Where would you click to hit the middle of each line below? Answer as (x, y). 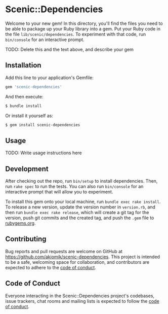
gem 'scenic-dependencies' (34, 87)
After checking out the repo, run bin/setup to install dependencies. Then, (81, 181)
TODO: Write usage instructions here (44, 153)
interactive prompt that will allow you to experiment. (59, 192)
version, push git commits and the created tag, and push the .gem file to (80, 218)
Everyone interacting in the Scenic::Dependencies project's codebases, (80, 296)
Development (27, 169)
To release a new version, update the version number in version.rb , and (80, 207)
